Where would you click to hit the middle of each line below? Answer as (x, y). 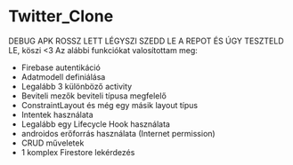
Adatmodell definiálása (63, 76)
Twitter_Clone (61, 16)
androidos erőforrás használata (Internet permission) (118, 133)
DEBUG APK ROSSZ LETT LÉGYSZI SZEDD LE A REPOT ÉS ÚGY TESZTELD (146, 41)
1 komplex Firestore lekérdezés (78, 152)
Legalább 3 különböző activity (77, 86)
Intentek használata (57, 114)
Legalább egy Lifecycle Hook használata (96, 124)
